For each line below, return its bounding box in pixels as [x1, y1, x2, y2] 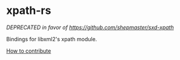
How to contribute [6, 47, 51, 55]
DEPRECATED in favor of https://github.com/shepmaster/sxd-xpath [6, 24, 174, 31]
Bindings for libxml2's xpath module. [6, 35, 97, 42]
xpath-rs [6, 4, 51, 18]
